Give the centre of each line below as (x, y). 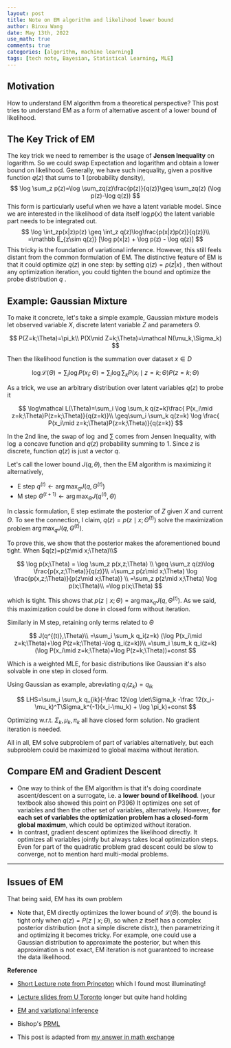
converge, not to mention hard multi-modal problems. (93, 854)
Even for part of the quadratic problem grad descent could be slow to (115, 846)
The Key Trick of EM (51, 139)
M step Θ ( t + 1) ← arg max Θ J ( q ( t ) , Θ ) (67, 496)
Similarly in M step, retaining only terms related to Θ (80, 623)
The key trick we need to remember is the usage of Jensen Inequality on (111, 156)
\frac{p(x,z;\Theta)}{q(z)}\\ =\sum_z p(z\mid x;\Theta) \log (115, 571)
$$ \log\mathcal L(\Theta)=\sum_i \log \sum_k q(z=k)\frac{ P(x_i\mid (115, 408)
